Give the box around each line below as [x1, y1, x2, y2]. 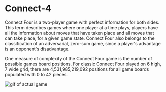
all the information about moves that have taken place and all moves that [5, 30, 154, 36]
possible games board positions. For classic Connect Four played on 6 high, [5, 61, 161, 67]
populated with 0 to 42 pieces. [5, 71, 68, 77]
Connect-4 [5, 3, 51, 14]
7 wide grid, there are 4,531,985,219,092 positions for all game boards [5, 66, 149, 72]
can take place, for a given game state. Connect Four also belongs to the [5, 35, 155, 41]
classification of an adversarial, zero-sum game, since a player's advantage [5, 40, 161, 46]
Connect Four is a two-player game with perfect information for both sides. [5, 19, 160, 25]
